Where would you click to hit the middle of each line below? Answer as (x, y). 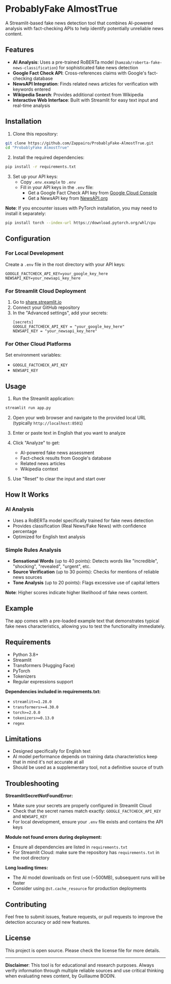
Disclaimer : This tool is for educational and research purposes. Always (80, 965)
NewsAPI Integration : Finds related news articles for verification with (85, 84)
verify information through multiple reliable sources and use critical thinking (84, 970)
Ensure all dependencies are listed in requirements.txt (70, 847)
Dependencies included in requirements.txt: (53, 692)
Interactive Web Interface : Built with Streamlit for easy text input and (85, 100)
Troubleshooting (32, 783)
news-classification (34, 68)
